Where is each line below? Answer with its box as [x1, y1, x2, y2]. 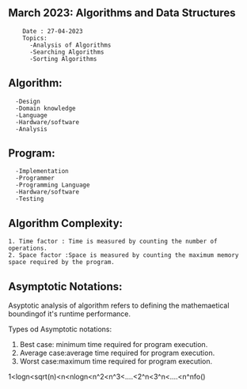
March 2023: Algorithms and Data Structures [8, 6, 236, 20]
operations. [8, 244, 47, 252]
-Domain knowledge [15, 104, 77, 112]
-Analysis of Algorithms [28, 41, 112, 49]
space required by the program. [8, 259, 115, 266]
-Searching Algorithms [28, 47, 104, 56]
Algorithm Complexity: [8, 217, 123, 230]
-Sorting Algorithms [28, 55, 97, 62]
